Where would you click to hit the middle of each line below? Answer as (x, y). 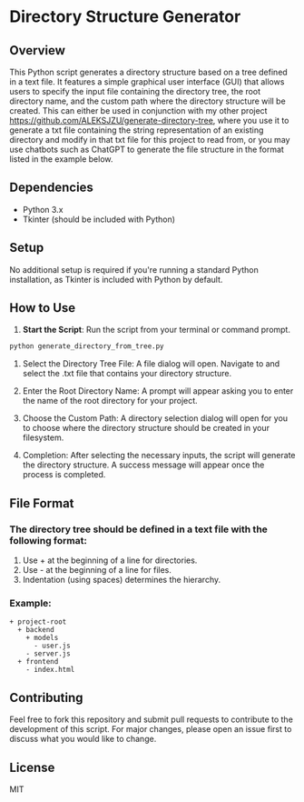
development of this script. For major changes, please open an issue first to (151, 729)
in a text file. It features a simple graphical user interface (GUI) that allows (147, 82)
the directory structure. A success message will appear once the (143, 465)
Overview (38, 50)
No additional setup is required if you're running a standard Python (134, 269)
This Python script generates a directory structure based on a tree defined (148, 72)
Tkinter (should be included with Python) (98, 219)
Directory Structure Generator (125, 17)
